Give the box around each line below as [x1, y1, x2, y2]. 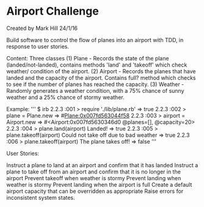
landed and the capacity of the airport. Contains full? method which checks [6, 74, 196, 81]
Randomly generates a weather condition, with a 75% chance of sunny [6, 87, 184, 94]
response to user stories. [6, 43, 69, 50]
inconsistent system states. [6, 194, 75, 201]
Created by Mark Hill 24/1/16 [6, 24, 78, 32]
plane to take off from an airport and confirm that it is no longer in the [6, 168, 181, 175]
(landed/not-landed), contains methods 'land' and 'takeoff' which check [6, 61, 188, 68]
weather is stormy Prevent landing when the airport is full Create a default [6, 181, 192, 188]
